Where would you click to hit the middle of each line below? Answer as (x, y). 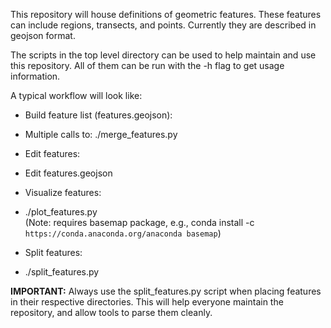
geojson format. (43, 35)
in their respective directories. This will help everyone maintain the (147, 302)
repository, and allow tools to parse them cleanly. (111, 312)
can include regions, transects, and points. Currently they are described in (163, 25)
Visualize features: (63, 192)
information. (35, 76)
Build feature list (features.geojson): (98, 115)
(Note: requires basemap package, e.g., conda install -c (139, 222)
